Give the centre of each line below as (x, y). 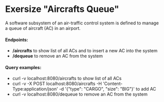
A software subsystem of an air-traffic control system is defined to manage (82, 23)
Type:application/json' (35, 89)
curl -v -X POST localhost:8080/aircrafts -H (57, 84)
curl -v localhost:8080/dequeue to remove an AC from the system (80, 94)
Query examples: (23, 67)
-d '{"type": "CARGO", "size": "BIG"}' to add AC (108, 89)
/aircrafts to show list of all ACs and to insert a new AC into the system (85, 51)
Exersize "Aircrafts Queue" (62, 9)
